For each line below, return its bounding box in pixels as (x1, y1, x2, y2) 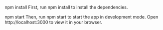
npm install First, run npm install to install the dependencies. (4, 4, 128, 10)
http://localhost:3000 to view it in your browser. (4, 19, 103, 25)
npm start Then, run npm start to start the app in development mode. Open (4, 14, 159, 19)
